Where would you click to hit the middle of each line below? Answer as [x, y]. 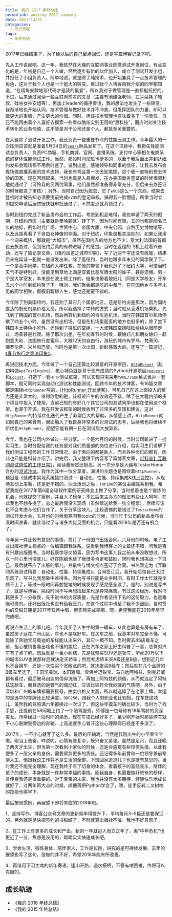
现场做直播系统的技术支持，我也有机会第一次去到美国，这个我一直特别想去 [84, 172]
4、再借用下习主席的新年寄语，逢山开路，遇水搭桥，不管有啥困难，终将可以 [85, 865]
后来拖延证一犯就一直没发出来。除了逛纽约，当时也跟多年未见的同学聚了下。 [86, 259]
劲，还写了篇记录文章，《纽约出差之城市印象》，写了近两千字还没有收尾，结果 [86, 253]
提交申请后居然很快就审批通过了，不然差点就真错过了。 [68, 203]
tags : [11, 34]
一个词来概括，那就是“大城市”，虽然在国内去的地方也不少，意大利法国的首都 [86, 240]
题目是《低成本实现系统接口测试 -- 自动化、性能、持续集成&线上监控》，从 [83, 477]
